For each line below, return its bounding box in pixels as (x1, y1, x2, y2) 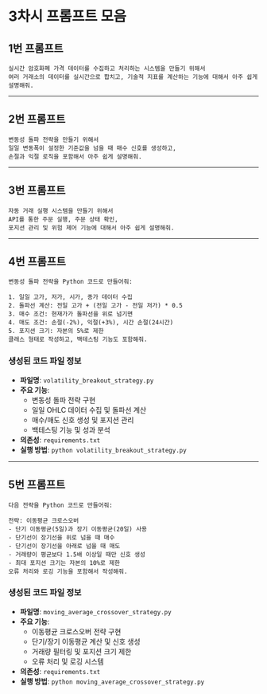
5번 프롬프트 (8, 478, 66, 492)
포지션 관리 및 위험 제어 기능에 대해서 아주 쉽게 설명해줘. (8, 224, 175, 232)
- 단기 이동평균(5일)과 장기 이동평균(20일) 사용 (8, 525, 148, 533)
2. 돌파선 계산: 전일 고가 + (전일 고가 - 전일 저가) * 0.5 (8, 302, 183, 310)
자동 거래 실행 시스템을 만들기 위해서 (8, 206, 114, 215)
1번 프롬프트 (8, 41, 64, 55)
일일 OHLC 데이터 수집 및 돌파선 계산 (31, 405, 147, 414)
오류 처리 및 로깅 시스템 (31, 657, 105, 666)
